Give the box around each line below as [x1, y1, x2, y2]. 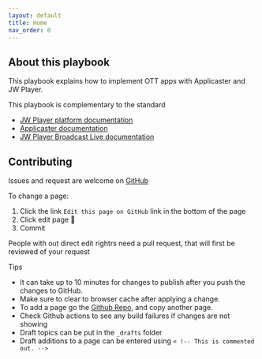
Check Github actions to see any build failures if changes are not [19, 311, 230, 320]
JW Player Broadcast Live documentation [19, 132, 155, 142]
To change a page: [8, 191, 69, 200]
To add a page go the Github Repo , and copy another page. [19, 303, 213, 312]
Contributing [8, 155, 73, 168]
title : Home [8, 19, 47, 27]
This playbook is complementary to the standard [8, 100, 166, 110]
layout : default [8, 11, 62, 20]
